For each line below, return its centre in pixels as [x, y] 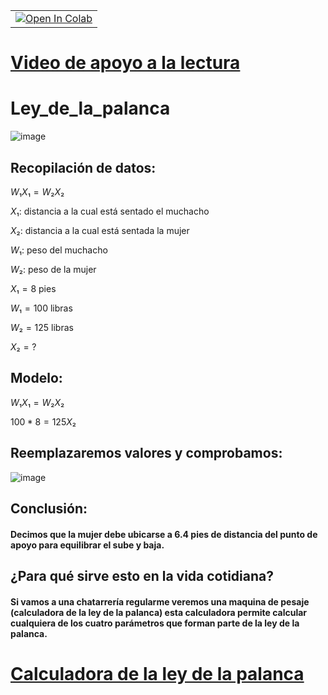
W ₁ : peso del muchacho [59, 250]
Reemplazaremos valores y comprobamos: [146, 453]
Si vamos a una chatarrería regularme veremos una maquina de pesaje [160, 601]
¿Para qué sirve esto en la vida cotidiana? [142, 575]
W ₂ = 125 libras [42, 327]
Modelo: [36, 378]
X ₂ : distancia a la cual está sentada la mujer [100, 230]
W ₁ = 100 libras [41, 308]
